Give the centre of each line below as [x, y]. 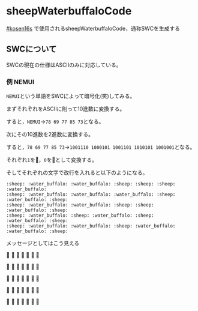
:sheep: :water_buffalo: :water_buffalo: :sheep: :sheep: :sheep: [91, 184]
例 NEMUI [20, 82]
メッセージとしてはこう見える [43, 243]
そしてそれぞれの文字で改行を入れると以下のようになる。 [77, 173]
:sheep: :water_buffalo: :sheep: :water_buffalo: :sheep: [80, 216]
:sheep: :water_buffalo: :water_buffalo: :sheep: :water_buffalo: [91, 226]
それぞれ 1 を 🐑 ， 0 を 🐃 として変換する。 [52, 160]
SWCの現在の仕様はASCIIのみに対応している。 [64, 65]
